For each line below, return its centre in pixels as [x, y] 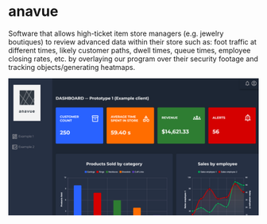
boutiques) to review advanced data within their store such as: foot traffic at [132, 41]
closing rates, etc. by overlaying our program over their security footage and [133, 59]
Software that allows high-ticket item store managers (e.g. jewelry [116, 33]
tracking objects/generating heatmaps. [72, 67]
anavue [33, 12]
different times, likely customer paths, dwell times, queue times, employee [130, 50]
